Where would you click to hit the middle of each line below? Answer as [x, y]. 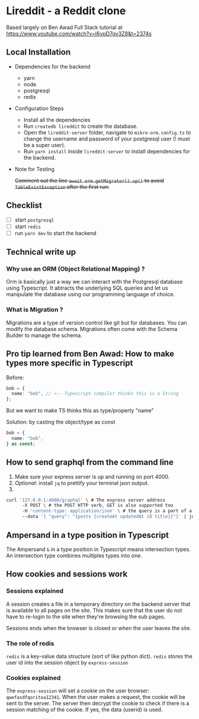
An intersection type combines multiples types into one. [74, 556]
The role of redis [30, 643]
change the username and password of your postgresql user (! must [107, 139]
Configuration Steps [39, 108]
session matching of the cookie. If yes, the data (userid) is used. [84, 710]
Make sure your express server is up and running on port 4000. [92, 476]
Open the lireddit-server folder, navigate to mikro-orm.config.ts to [107, 132]
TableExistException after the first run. [62, 187]
